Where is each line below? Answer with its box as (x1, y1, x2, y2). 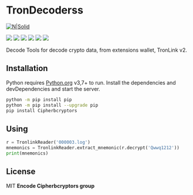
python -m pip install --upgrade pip (6, 102, 99, 108)
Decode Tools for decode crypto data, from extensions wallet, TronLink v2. (6, 46, 188, 53)
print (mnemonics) (6, 150, 49, 156)
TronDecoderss (6, 4, 84, 17)
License (6, 167, 36, 177)
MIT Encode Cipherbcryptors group (6, 182, 95, 189)
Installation (6, 63, 48, 73)
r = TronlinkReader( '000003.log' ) (6, 139, 91, 146)
